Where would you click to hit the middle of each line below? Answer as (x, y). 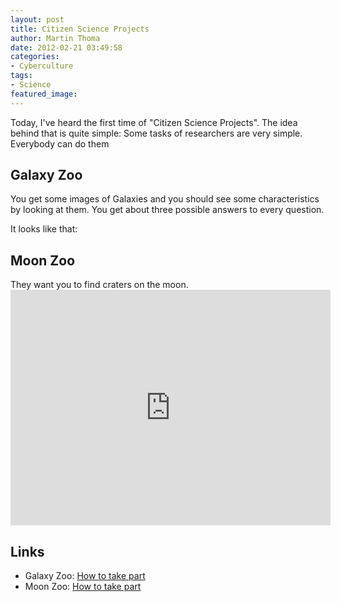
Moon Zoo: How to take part (83, 587)
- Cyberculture (42, 66)
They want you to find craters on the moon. (99, 285)
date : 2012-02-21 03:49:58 (66, 47)
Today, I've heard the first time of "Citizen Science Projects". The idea (154, 122)
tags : (21, 76)
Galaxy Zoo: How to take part (85, 576)
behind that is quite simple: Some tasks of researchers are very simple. (156, 133)
